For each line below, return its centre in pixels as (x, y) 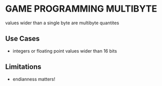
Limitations (23, 67)
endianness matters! (34, 79)
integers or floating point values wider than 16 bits (65, 51)
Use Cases (23, 39)
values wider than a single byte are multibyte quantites (62, 23)
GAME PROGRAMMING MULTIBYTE (81, 9)
